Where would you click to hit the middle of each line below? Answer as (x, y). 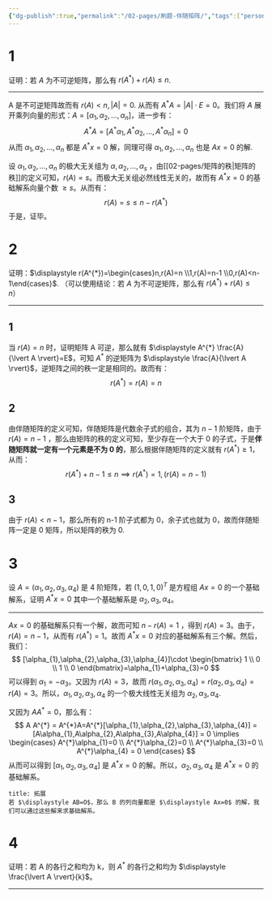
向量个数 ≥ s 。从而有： (69, 188)
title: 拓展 (27, 793)
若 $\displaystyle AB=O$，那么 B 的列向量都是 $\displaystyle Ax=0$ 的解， (131, 802)
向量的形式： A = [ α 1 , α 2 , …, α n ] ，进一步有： (102, 116)
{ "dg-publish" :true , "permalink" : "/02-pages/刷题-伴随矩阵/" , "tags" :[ (124, 16)
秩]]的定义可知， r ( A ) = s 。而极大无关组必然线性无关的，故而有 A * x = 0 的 (131, 177)
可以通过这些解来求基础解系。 (57, 811)
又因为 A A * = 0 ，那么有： (51, 711)
